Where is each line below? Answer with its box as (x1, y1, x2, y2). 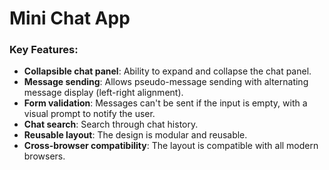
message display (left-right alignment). (23, 87, 184, 99)
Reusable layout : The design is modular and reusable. (23, 129, 248, 141)
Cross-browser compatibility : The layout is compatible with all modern (23, 140, 319, 152)
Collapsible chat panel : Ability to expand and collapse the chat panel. (23, 65, 312, 77)
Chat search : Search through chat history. (23, 118, 199, 131)
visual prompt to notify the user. (23, 108, 156, 120)
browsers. (23, 150, 66, 162)
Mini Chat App (9, 7, 131, 30)
